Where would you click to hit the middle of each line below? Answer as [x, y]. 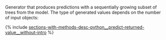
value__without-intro [26, 32]
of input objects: [22, 18]
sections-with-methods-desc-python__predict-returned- [86, 27]
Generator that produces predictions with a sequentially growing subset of [81, 7]
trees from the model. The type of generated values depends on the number [83, 12]
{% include [16, 27]
